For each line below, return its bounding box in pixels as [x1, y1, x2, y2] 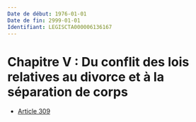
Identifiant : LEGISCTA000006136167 [7, 23, 113, 30]
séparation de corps [7, 84, 129, 99]
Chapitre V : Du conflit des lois [7, 54, 190, 70]
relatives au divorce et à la [7, 68, 165, 85]
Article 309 [17, 107, 51, 116]
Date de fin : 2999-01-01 [7, 17, 81, 24]
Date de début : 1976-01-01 [7, 10, 87, 18]
